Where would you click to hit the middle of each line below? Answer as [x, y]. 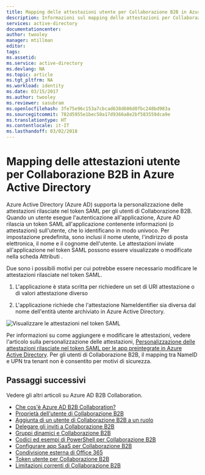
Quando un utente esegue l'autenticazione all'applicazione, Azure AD [94, 217]
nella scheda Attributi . [34, 256]
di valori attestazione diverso [52, 293]
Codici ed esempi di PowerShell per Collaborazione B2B [85, 439]
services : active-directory [42, 23]
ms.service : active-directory [45, 63]
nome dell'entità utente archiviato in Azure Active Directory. [90, 311]
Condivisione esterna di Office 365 [59, 452]
